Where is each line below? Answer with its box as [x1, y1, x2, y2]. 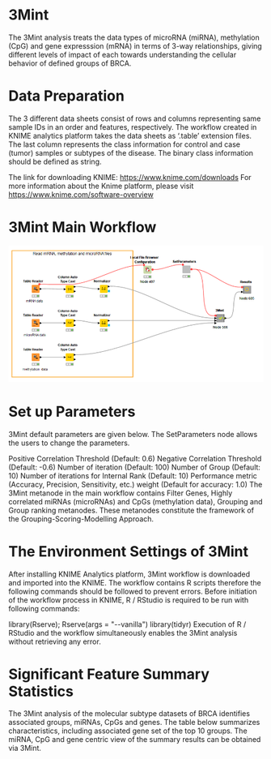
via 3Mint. [8, 744, 42, 753]
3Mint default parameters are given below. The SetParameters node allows [8, 429, 258, 439]
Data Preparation [8, 87, 125, 105]
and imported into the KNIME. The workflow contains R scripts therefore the [8, 577, 261, 587]
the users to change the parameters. [8, 438, 130, 448]
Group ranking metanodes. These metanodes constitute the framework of [8, 505, 255, 515]
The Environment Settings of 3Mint [8, 542, 249, 560]
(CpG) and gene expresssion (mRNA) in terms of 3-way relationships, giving [8, 41, 263, 50]
